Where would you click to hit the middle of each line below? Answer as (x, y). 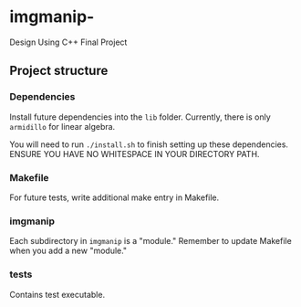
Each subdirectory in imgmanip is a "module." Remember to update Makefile (150, 241)
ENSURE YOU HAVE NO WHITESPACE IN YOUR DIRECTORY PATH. (135, 153)
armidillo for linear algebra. (62, 126)
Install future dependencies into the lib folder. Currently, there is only (140, 117)
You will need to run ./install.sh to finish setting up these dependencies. (149, 144)
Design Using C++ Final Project (68, 42)
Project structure (59, 71)
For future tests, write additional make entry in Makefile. (114, 197)
